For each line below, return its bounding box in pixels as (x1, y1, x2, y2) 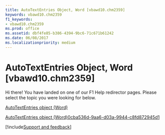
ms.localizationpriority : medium (5, 40, 76, 45)
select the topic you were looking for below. (5, 94, 96, 101)
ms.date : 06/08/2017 (5, 36, 49, 41)
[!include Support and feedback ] (5, 124, 72, 130)
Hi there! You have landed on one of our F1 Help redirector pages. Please (5, 89, 157, 95)
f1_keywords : (5, 17, 33, 22)
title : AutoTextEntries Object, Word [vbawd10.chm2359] (5, 7, 125, 13)
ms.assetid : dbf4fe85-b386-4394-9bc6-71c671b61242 (5, 31, 114, 36)
